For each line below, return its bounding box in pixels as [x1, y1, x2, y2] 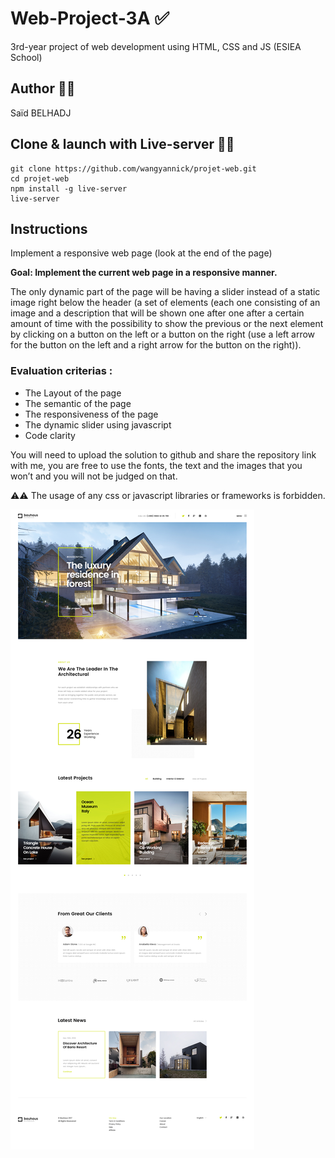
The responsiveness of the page [24, 408, 159, 420]
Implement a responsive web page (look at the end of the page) [10, 247, 273, 259]
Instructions [10, 220, 88, 237]
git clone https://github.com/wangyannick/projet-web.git [10, 163, 257, 174]
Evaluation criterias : [10, 364, 113, 378]
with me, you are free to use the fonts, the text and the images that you [10, 459, 303, 471]
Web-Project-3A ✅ [10, 7, 170, 30]
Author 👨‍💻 [10, 80, 76, 97]
